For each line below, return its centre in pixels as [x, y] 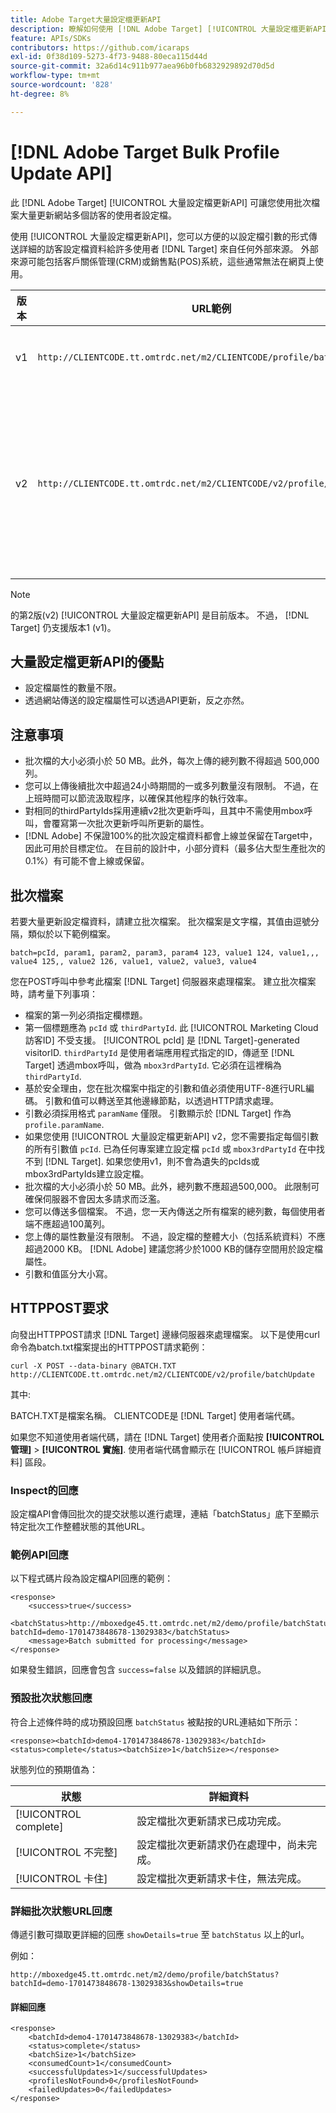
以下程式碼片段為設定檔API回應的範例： [92, 1578]
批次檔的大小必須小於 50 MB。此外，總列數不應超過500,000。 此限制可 [172, 1186]
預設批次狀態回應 [51, 1698]
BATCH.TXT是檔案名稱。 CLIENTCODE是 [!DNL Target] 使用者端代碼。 [155, 1415]
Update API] [61, 173]
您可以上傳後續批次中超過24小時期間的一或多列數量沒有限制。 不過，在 [172, 786]
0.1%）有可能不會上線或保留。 [87, 861]
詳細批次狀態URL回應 [61, 1911]
